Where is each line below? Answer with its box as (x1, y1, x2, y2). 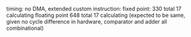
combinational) (6, 24, 44, 32)
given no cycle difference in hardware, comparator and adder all (6, 18, 167, 25)
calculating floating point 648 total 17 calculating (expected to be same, (6, 12, 186, 19)
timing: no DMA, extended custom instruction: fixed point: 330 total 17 (6, 5, 181, 12)
